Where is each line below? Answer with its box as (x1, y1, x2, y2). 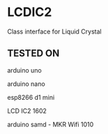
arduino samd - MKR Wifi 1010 (7, 120, 94, 128)
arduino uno (7, 66, 42, 74)
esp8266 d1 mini (7, 93, 55, 101)
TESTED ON (7, 47, 60, 59)
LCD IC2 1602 (7, 106, 47, 115)
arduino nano (7, 80, 45, 88)
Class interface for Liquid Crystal (7, 27, 102, 36)
